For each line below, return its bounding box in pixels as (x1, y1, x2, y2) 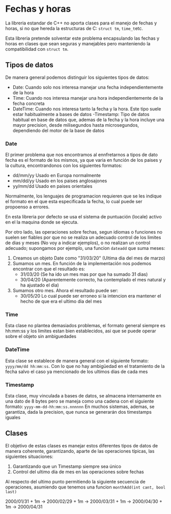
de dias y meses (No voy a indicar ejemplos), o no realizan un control (5, 240, 151, 246)
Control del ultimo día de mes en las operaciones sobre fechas (12, 469, 144, 475)
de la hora (12, 90, 34, 96)
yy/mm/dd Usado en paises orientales (12, 183, 93, 189)
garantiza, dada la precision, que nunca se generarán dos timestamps (5, 409, 152, 415)
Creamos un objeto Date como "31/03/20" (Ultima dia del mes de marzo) (12, 255, 165, 261)
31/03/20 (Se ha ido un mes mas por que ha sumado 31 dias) (20, 271, 148, 277)
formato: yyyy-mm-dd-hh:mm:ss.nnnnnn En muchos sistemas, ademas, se (5, 403, 155, 410)
